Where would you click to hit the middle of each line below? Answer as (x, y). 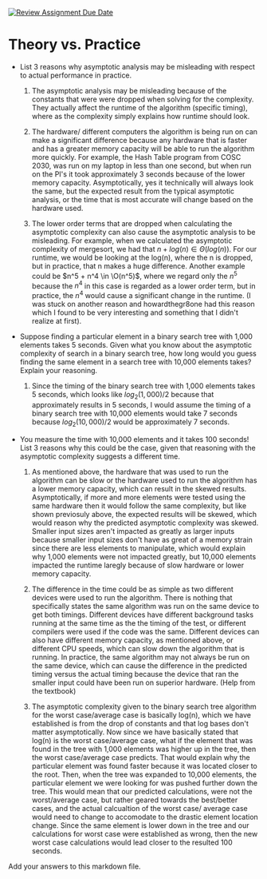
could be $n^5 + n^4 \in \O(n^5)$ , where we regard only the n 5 (134, 275)
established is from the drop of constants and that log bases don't (140, 723)
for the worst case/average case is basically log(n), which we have (141, 714)
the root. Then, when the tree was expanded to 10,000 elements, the (144, 774)
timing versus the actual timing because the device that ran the (135, 674)
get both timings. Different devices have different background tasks (142, 615)
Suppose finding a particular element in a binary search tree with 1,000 (136, 336)
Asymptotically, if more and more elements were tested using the (138, 497)
